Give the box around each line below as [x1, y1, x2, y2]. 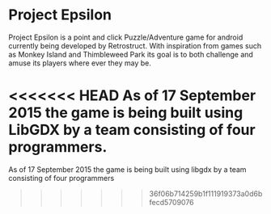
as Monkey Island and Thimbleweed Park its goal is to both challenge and [8, 49, 253, 59]
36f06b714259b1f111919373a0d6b [149, 188, 263, 199]
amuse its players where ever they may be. [8, 58, 151, 68]
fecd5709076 [149, 197, 194, 207]
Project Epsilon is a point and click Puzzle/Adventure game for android [8, 32, 243, 42]
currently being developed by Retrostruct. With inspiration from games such [8, 40, 262, 50]
